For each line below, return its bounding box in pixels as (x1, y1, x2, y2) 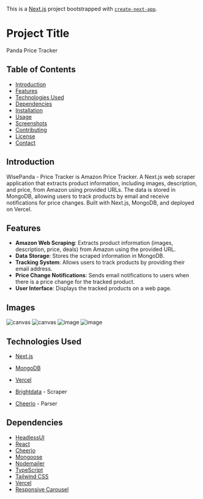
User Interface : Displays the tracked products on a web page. (15, 285, 172, 292)
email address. (15, 265, 53, 272)
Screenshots (15, 119, 48, 127)
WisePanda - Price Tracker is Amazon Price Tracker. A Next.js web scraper (6, 173, 196, 180)
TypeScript (15, 466, 43, 473)
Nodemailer (15, 459, 45, 467)
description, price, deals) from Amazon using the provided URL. (15, 246, 176, 253)
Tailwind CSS (15, 473, 49, 480)
